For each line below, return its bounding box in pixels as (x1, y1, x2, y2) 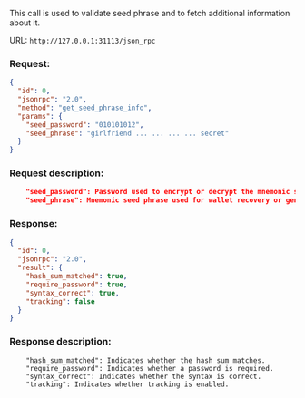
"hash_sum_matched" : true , (25, 272, 128, 281)
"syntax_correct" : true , (25, 288, 120, 297)
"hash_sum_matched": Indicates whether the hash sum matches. (25, 355, 266, 365)
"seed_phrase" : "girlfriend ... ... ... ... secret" (25, 129, 230, 138)
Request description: (9, 167, 104, 180)
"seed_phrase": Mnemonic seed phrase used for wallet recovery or (25, 196, 282, 205)
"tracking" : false (25, 296, 95, 306)
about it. (9, 17, 41, 28)
